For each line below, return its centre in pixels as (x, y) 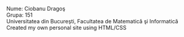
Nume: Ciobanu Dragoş (36, 9)
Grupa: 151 (20, 15)
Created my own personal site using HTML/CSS (66, 27)
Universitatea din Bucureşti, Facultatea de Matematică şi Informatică (92, 21)
